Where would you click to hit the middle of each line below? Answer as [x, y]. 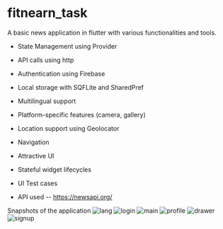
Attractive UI [36, 155]
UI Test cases [38, 183]
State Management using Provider [67, 46]
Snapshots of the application [49, 211]
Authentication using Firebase [61, 74]
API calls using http [46, 60]
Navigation [33, 142]
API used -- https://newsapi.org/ [65, 196]
